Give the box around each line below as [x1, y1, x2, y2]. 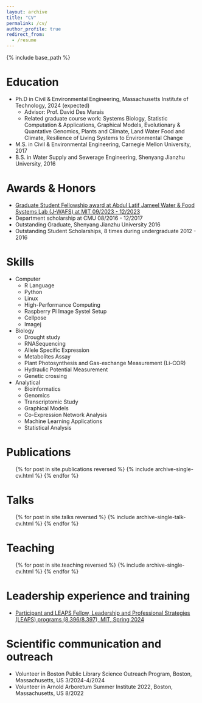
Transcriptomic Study [24, 398, 78, 405]
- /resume [12, 37, 37, 43]
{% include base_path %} [6, 54, 71, 61]
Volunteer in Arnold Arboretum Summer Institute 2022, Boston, [15, 683, 173, 690]
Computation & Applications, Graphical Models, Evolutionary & [24, 121, 181, 128]
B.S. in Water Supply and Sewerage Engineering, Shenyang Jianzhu [15, 153, 186, 161]
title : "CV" [6, 15, 37, 21]
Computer [15, 275, 41, 282]
